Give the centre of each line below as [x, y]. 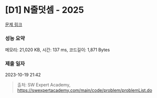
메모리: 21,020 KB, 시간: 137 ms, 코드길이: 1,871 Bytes [58, 50]
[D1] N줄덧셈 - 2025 [45, 10]
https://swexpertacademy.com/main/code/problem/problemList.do [85, 90]
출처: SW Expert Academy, [44, 85]
